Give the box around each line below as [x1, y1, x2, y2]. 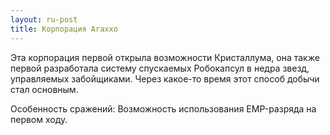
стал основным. [10, 83, 79, 95]
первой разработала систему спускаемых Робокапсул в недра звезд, [10, 62, 310, 74]
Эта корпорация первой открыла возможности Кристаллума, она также [10, 51, 320, 63]
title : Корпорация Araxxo [10, 24, 118, 34]
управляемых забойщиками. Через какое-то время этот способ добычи [10, 72, 320, 85]
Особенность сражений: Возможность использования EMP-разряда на [10, 102, 317, 115]
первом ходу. [10, 113, 68, 125]
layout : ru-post [10, 14, 78, 25]
